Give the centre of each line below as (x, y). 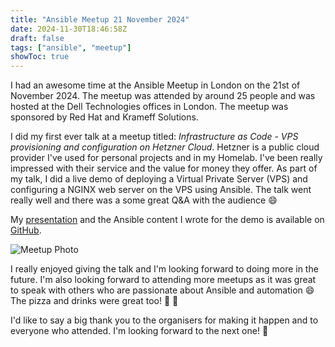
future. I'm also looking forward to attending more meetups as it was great (163, 280)
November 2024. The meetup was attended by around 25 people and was (163, 96)
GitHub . (26, 230)
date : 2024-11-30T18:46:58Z (69, 29)
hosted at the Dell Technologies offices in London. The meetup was (149, 107)
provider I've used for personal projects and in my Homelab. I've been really (166, 158)
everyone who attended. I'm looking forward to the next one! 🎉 (139, 331)
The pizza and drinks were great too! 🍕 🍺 (94, 301)
